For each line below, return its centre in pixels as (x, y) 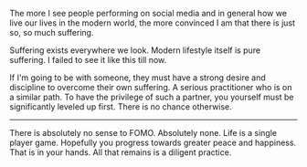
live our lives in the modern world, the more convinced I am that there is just (152, 23)
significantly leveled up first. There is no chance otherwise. (121, 107)
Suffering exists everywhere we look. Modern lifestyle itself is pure (135, 50)
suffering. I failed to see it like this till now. (88, 60)
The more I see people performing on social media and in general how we (148, 13)
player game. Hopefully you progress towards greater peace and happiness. (153, 142)
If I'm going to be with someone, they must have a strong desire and (138, 78)
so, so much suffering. (52, 32)
